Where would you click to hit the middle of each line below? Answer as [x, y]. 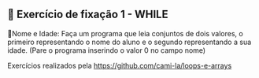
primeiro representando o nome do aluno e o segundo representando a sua [129, 42]
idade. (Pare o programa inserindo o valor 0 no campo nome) [107, 50]
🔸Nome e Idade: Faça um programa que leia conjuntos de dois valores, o [125, 33]
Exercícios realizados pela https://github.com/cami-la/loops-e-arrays [120, 65]
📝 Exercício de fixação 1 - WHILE [88, 15]
